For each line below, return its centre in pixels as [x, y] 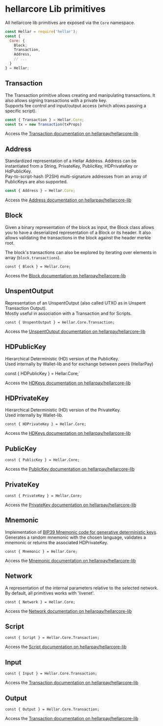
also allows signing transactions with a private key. [56, 100]
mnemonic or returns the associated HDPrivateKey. [57, 542]
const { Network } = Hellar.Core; [40, 602]
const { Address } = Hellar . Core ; [40, 191]
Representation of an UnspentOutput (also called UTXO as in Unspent [75, 303]
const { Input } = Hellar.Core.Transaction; [51, 674]
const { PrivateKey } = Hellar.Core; [44, 496]
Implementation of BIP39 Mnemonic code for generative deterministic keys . [81, 532]
